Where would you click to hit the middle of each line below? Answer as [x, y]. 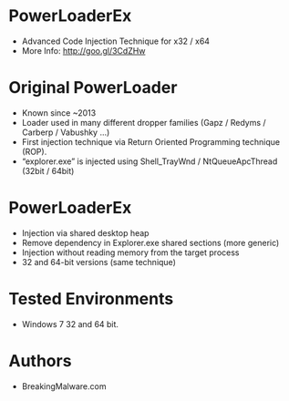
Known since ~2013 [59, 113]
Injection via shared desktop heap [85, 232]
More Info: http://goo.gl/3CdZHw [83, 50]
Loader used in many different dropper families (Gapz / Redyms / [144, 122]
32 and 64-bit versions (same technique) [99, 262]
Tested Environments [91, 299]
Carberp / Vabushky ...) [66, 132]
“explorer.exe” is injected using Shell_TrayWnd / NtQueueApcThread [150, 161]
